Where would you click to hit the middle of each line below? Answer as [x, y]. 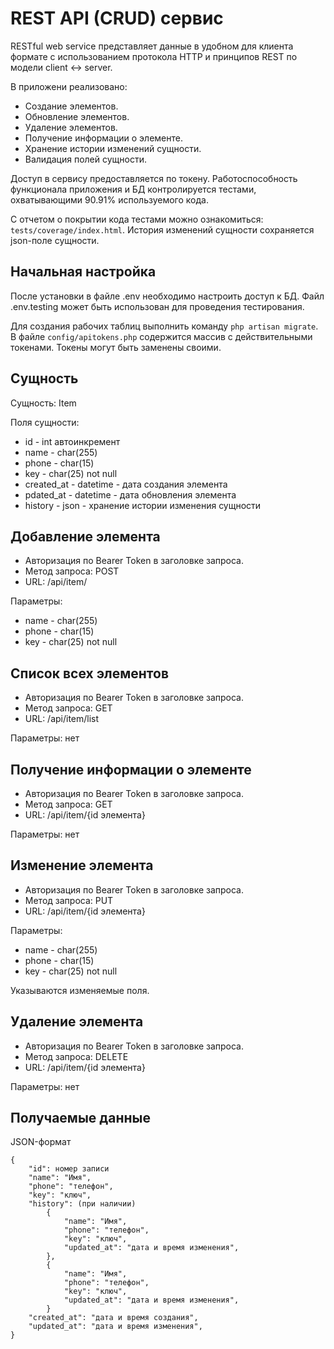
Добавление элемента [85, 536]
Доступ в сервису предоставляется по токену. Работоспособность [154, 178]
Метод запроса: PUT [69, 900]
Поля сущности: [45, 422]
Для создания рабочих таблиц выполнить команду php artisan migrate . [164, 326]
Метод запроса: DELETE [76, 1056]
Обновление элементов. [77, 116]
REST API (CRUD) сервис [117, 18]
